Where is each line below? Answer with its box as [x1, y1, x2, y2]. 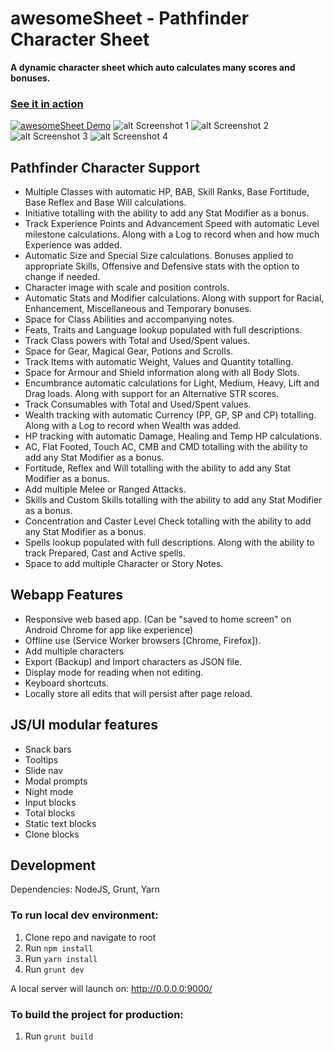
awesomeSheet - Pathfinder [10, 7, 250, 30]
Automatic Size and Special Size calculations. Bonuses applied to [24, 250, 294, 262]
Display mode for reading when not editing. [24, 666, 204, 678]
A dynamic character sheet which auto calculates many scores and [10, 61, 296, 73]
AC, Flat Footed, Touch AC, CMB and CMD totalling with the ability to [24, 441, 308, 453]
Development [10, 857, 97, 874]
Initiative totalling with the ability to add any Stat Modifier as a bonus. [24, 207, 310, 219]
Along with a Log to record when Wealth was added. [24, 420, 242, 432]
